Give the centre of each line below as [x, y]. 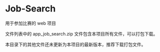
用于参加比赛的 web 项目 [31, 23]
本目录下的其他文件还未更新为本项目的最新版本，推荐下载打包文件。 [75, 44]
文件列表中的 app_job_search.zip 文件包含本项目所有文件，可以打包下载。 [82, 33]
